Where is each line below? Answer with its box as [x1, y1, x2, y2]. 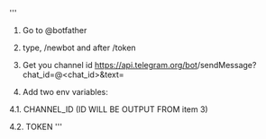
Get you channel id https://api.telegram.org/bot [22, 60, 198, 70]
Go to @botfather [22, 25, 87, 35]
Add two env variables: [22, 87, 108, 97]
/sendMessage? [197, 60, 257, 70]
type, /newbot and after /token [22, 42, 137, 53]
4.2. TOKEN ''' [9, 121, 63, 132]
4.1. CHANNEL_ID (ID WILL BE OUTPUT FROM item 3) [9, 104, 209, 115]
